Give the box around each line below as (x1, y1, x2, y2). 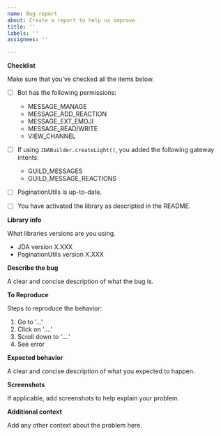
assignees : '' (7, 36, 49, 43)
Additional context (7, 407, 63, 416)
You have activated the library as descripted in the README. (17, 202, 191, 210)
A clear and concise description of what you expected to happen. (7, 367, 195, 375)
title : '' (7, 23, 36, 30)
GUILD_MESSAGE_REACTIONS (27, 174, 117, 183)
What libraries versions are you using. (7, 230, 116, 238)
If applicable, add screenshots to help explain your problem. (7, 394, 180, 403)
